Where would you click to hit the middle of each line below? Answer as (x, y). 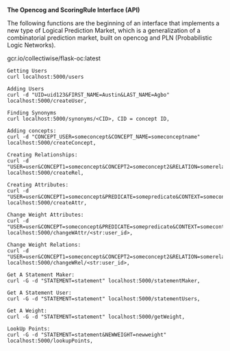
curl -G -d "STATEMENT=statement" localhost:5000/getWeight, (96, 317)
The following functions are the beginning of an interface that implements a (113, 23)
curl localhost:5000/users (46, 77)
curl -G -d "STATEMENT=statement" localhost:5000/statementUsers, (104, 299)
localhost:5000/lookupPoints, (50, 341)
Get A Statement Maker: (41, 275)
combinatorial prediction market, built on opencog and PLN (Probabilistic (110, 38)
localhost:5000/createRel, (46, 173)
